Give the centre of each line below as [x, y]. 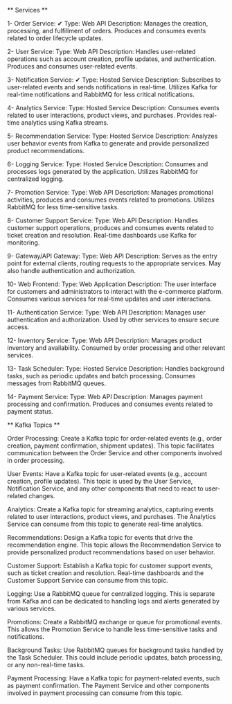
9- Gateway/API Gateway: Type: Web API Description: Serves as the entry [113, 256]
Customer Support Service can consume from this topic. [88, 580]
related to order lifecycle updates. [55, 38]
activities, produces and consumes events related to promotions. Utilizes [111, 200]
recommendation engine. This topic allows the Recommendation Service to [114, 545]
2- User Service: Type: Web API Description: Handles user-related [101, 52]
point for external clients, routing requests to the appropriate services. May [114, 263]
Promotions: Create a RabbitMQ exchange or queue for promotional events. [115, 622]
